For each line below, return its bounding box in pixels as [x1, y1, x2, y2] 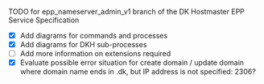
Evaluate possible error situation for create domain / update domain [19, 58, 244, 67]
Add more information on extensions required [19, 49, 171, 58]
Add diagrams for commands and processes [19, 31, 168, 40]
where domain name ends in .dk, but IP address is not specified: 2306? [19, 67, 256, 77]
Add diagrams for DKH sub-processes [19, 40, 147, 50]
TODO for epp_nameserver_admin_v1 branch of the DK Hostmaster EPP [8, 7, 245, 16]
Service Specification [8, 15, 80, 25]
